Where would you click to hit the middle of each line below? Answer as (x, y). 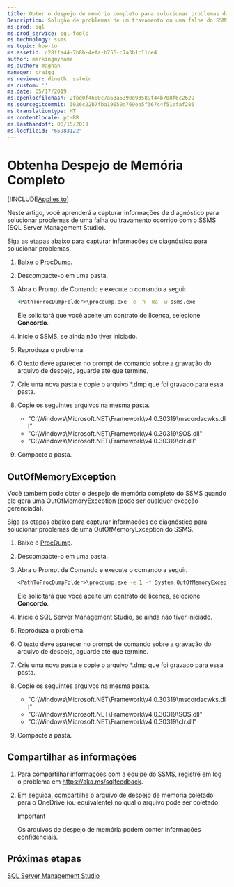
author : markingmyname (40, 59)
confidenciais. (38, 837)
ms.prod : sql (26, 27)
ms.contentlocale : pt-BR (43, 117)
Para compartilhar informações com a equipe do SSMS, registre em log (119, 774)
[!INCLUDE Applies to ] (38, 199)
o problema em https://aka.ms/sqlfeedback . (80, 781)
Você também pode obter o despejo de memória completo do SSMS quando (117, 493)
